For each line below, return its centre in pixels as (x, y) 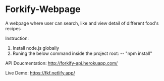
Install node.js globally (36, 48)
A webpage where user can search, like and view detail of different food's (82, 23)
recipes (13, 28)
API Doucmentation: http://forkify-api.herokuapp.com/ (62, 63)
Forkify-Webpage (43, 9)
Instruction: (17, 38)
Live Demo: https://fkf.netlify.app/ (40, 73)
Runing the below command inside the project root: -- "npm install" (82, 53)
